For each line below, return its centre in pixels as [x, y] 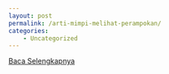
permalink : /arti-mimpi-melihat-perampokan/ [85, 23]
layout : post [30, 16]
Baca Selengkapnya [42, 61]
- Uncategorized [51, 38]
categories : [28, 31]
